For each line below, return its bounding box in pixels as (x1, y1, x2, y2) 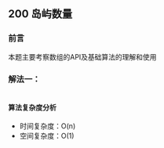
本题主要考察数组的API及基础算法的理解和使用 (8, 52, 157, 61)
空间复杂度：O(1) (19, 132, 75, 141)
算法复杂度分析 (8, 103, 56, 112)
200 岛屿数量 (8, 7, 73, 21)
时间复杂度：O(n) (19, 121, 76, 131)
